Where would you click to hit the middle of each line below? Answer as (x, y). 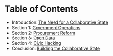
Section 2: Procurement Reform (43, 33)
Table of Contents (41, 9)
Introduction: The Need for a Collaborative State (60, 22)
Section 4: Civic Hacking (36, 43)
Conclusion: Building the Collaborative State (56, 48)
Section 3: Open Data (33, 38)
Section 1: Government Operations (46, 27)
